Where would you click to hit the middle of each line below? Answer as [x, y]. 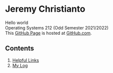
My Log [20, 65]
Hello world [17, 23]
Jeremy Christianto [45, 9]
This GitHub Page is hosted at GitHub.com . [48, 33]
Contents [20, 48]
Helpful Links [26, 60]
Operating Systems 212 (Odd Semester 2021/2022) [57, 27]
